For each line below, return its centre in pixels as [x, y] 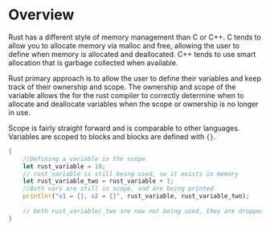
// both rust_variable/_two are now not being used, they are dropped [143, 211]
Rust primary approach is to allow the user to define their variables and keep [135, 78]
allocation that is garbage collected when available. [93, 63]
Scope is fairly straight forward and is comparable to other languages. [124, 128]
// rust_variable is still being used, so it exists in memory [131, 174]
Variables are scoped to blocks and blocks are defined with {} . [112, 136]
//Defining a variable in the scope [84, 158]
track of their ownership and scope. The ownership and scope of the [122, 87]
